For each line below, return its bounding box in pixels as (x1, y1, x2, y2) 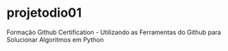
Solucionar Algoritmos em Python (6, 35, 104, 43)
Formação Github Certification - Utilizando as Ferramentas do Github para (6, 28, 222, 36)
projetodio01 (6, 5, 82, 21)
